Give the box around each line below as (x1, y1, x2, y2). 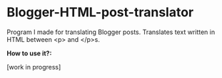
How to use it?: (6, 49, 52, 57)
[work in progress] (6, 62, 61, 71)
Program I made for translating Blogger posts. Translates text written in (6, 28, 216, 36)
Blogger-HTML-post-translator (6, 4, 194, 21)
